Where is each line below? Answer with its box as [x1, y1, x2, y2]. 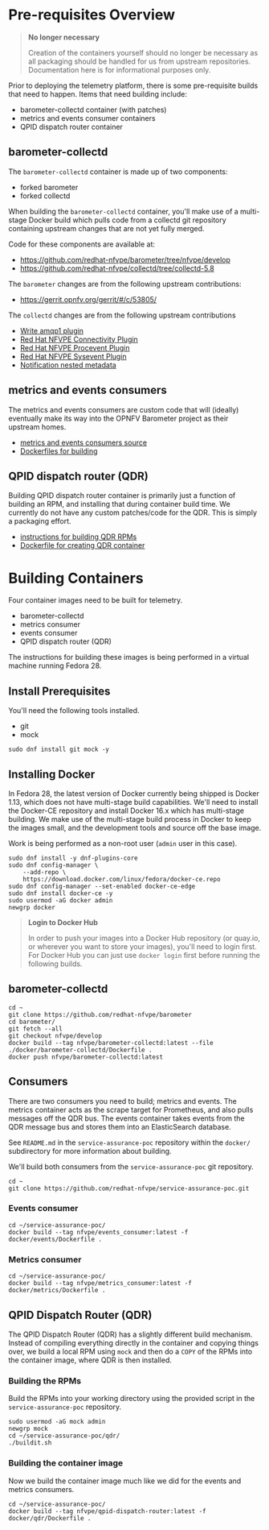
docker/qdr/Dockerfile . [8, 1514, 92, 1522]
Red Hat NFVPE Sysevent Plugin [19, 351, 127, 361]
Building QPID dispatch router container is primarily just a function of [8, 491, 236, 500]
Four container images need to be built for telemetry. [8, 595, 183, 605]
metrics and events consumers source [19, 437, 147, 447]
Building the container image [8, 1457, 124, 1469]
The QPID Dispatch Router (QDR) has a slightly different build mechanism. [8, 1329, 253, 1339]
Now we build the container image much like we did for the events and [8, 1476, 242, 1486]
